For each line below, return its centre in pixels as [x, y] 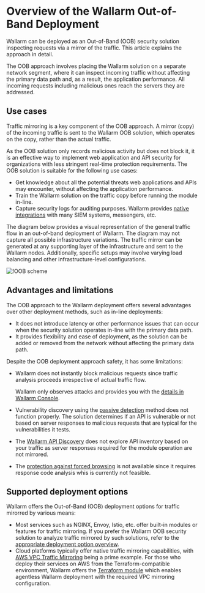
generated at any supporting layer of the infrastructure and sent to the [95, 246]
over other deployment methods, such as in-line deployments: [85, 311]
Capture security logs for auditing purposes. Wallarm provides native [102, 208]
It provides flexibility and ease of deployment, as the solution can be [101, 336]
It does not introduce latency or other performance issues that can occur [107, 323]
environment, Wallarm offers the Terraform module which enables [98, 570]
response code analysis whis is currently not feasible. [83, 472]
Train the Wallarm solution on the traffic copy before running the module [106, 195]
